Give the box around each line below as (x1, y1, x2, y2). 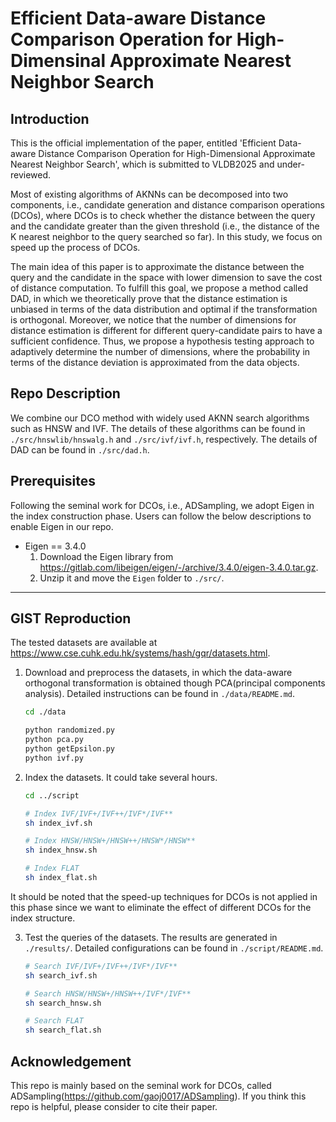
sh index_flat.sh (24, 873, 98, 883)
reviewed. (10, 169, 52, 181)
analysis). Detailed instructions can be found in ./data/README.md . (24, 688, 296, 700)
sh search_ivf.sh (24, 970, 98, 981)
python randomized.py (24, 725, 115, 736)
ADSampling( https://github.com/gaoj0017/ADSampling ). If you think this (10, 1090, 307, 1102)
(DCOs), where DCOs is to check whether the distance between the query (10, 210, 316, 221)
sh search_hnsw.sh (24, 998, 102, 1008)
